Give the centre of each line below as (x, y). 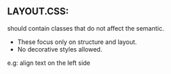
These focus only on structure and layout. (77, 42)
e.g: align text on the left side (49, 63)
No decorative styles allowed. (60, 49)
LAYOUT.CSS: (38, 12)
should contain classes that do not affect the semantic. (86, 28)
